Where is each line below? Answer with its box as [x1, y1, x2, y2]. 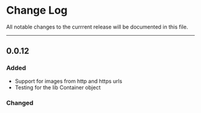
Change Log [6, 4, 68, 17]
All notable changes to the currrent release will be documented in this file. [6, 23, 188, 30]
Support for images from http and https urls [14, 77, 123, 84]
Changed [6, 99, 34, 107]
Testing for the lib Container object [14, 84, 101, 91]
